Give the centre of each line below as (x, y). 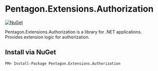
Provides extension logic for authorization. (47, 37)
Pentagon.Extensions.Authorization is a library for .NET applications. (73, 32)
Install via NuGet (31, 52)
